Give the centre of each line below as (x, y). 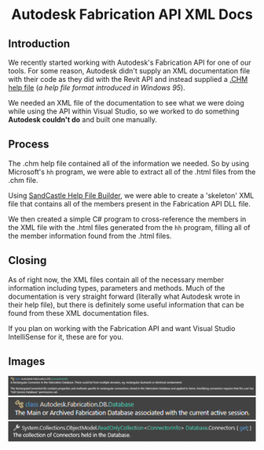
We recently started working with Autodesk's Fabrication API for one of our (130, 62)
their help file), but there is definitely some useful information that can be (126, 304)
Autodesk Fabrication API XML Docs (132, 15)
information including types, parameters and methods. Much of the (117, 288)
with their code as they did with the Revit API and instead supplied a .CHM (128, 79)
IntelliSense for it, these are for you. (66, 337)
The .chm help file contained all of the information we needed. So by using (129, 163)
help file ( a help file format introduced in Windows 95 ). (97, 87)
